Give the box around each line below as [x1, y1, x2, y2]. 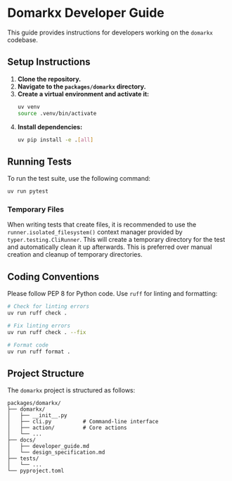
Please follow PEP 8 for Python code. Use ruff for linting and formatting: [7, 290, 218, 298]
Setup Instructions [7, 56, 91, 68]
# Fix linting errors [7, 322, 71, 329]
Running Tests [7, 155, 72, 167]
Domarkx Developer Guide [7, 5, 165, 21]
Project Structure [7, 367, 84, 379]
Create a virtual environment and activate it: [17, 89, 150, 98]
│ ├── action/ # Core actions [7, 424, 128, 432]
